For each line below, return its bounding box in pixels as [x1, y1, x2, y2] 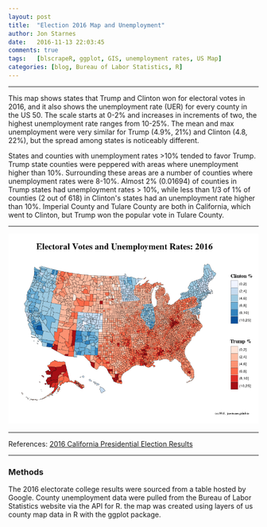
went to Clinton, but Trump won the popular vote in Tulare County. [8, 210, 225, 219]
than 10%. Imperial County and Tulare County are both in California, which [8, 201, 251, 211]
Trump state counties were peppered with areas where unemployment [8, 159, 238, 169]
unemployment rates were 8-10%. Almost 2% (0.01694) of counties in [8, 176, 237, 186]
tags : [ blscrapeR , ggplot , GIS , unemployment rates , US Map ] [8, 55, 222, 63]
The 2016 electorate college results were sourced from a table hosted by [8, 485, 246, 494]
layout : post [8, 13, 52, 21]
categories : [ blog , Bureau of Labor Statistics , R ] [8, 64, 183, 72]
